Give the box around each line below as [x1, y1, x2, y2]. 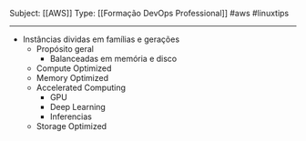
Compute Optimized [36, 63, 112, 74]
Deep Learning [49, 102, 107, 112]
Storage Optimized [36, 121, 107, 131]
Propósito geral [36, 44, 94, 54]
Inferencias [49, 111, 93, 122]
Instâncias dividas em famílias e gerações [22, 34, 180, 45]
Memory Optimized [36, 73, 109, 83]
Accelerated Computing [36, 82, 126, 93]
